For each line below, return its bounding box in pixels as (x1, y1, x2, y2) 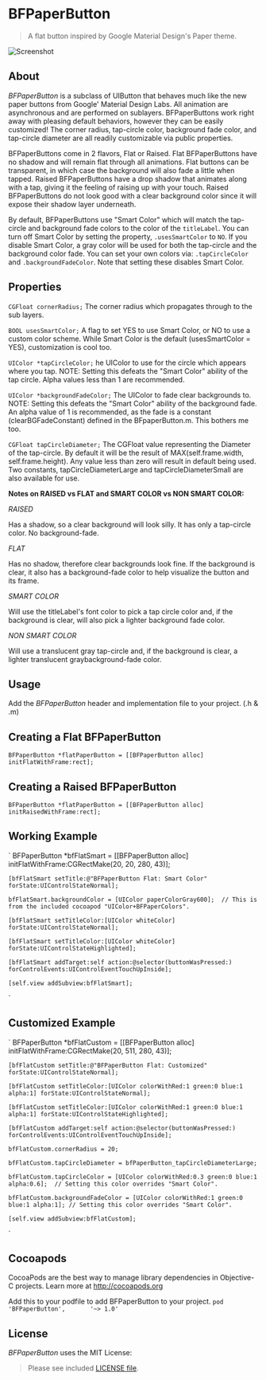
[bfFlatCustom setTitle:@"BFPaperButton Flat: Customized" (8, 1061, 208, 1069)
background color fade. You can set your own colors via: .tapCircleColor (8, 249, 249, 258)
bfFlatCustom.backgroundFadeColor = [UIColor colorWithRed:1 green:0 (8, 1194, 244, 1202)
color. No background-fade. (8, 527, 99, 538)
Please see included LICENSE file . (27, 1363, 139, 1373)
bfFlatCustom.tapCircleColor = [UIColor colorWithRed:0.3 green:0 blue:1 (8, 1173, 258, 1181)
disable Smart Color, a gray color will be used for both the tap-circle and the (8, 240, 257, 249)
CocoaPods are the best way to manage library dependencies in (8, 1272, 218, 1283)
